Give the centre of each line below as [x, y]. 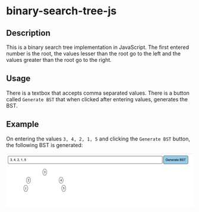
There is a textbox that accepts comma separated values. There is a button [98, 93]
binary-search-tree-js [61, 11]
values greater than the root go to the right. [59, 60]
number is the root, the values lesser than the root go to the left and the [94, 54]
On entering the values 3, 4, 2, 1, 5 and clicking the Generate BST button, [98, 139]
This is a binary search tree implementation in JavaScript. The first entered [97, 47]
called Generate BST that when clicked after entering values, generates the [97, 99]
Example [23, 124]
